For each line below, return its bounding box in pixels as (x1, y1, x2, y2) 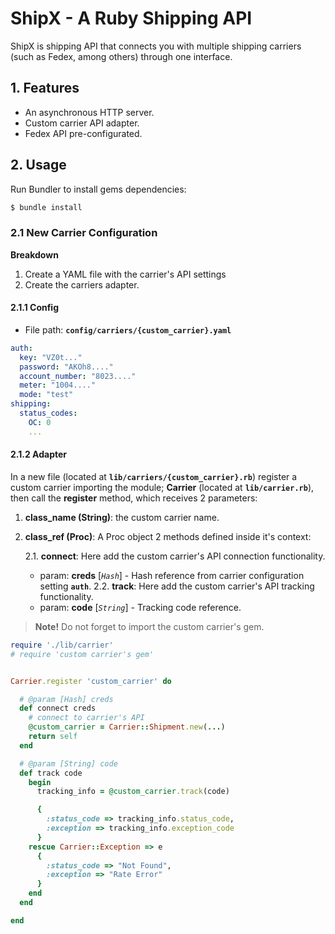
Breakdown (10, 248, 59, 261)
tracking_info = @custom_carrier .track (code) (36, 787, 230, 797)
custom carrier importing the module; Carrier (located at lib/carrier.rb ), (10, 481, 315, 493)
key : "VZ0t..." (19, 352, 83, 362)
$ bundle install (10, 202, 83, 212)
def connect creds (19, 703, 97, 714)
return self (28, 732, 78, 742)
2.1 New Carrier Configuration (10, 226, 158, 240)
